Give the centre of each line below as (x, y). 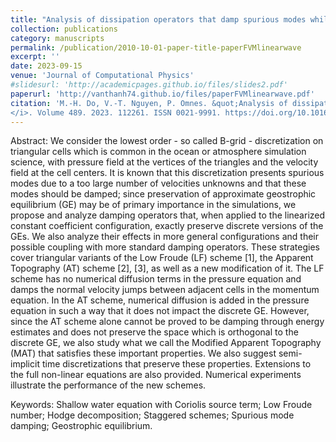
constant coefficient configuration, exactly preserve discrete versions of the (167, 226)
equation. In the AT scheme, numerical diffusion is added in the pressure (160, 300)
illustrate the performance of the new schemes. (108, 385)
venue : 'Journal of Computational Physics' (102, 76)
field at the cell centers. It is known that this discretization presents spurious (167, 173)
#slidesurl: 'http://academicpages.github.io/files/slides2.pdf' (149, 85)
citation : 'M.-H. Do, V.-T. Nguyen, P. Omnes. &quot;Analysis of (149, 103)
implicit (25, 364)
